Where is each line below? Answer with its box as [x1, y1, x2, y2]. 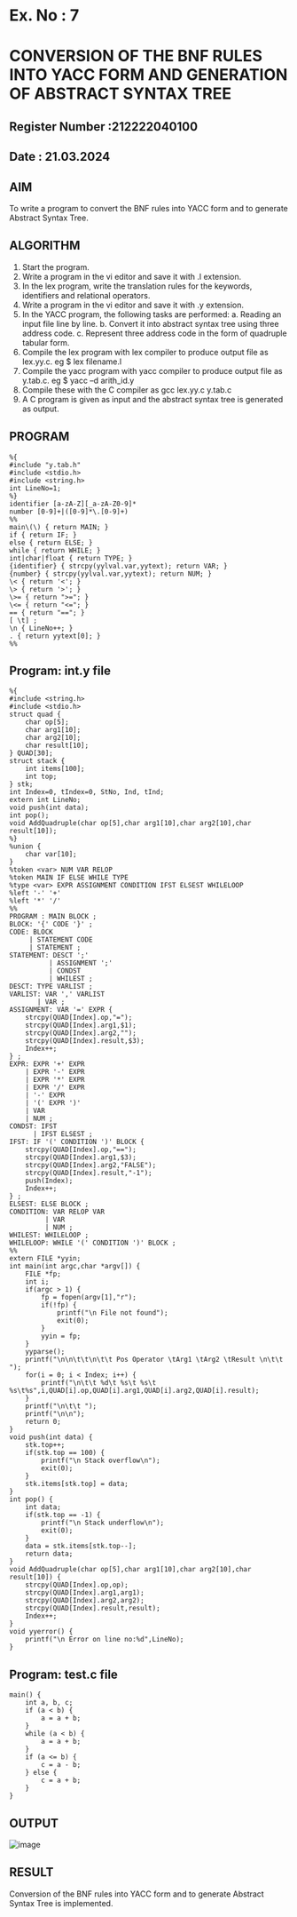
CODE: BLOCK [9, 927, 53, 937]
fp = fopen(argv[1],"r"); [41, 1293, 137, 1302]
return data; [25, 1549, 74, 1559]
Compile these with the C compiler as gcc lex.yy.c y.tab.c [21, 384, 232, 395]
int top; [25, 772, 58, 782]
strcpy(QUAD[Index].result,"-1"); [25, 1169, 152, 1178]
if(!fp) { [41, 1301, 77, 1310]
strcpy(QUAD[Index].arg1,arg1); [25, 1588, 145, 1597]
